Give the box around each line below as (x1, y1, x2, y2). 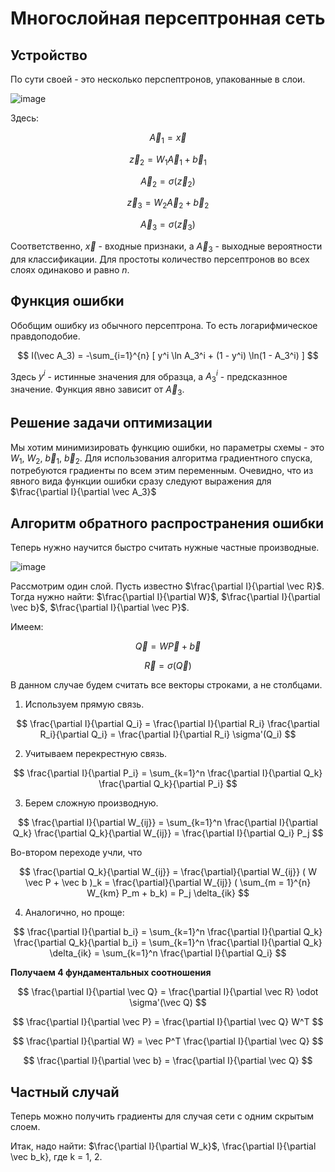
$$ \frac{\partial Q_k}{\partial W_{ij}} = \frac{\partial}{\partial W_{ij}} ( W (19, 866, 317, 878)
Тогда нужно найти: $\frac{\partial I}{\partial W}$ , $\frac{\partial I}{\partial (10, 591, 321, 603)
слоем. (10, 1121, 41, 1133)
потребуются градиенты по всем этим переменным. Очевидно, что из (10, 465, 314, 477)
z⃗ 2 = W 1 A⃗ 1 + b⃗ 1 (129, 153, 207, 167)
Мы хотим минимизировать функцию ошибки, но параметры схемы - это (10, 441, 325, 453)
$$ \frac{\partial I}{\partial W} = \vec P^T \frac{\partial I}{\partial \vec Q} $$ (12, 1035, 324, 1047)
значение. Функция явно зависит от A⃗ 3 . (10, 383, 185, 397)
